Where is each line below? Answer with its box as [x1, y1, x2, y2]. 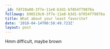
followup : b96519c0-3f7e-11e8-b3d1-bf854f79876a [5, 12, 105, 16]
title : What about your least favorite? [5, 16, 88, 21]
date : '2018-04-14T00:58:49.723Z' [5, 20, 75, 26]
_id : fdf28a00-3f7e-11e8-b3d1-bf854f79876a [5, 7, 94, 12]
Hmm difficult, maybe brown [5, 38, 62, 44]
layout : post [5, 25, 31, 30]
